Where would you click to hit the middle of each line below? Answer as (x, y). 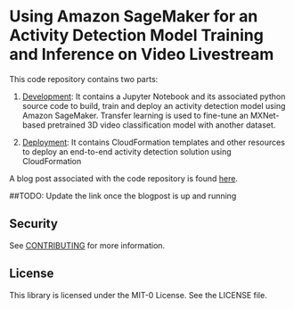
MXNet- (265, 115)
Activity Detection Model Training (137, 35)
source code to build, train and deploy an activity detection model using (154, 105)
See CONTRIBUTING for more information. (87, 245)
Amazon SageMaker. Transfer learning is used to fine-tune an (135, 115)
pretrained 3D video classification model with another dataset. (162, 125)
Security (33, 224)
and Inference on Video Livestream (142, 54)
